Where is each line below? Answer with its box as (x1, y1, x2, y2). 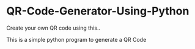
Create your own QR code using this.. (6, 24, 101, 31)
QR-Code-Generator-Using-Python (6, 4, 189, 18)
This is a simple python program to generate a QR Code (6, 36, 147, 43)
